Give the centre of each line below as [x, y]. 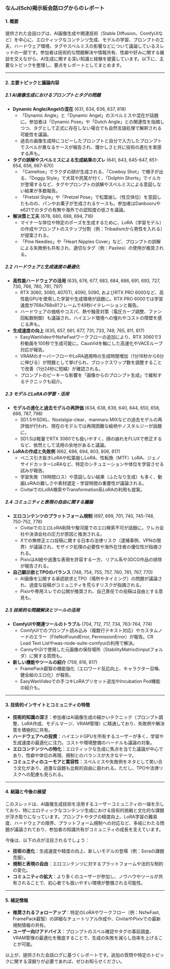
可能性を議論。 [36, 134]
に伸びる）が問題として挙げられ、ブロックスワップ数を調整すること [91, 362]
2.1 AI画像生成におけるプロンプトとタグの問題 [53, 95]
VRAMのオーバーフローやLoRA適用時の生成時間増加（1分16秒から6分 [92, 356]
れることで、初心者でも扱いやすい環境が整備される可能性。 [83, 883]
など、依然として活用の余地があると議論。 [64, 445]
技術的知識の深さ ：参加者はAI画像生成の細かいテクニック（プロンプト [86, 717]
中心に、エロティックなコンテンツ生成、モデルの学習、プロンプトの [89, 40]
